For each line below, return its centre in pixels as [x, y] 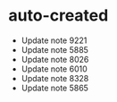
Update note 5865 [54, 88]
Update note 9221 [54, 40]
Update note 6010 [54, 69]
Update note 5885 [54, 49]
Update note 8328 [55, 78]
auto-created [58, 16]
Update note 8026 [55, 59]
